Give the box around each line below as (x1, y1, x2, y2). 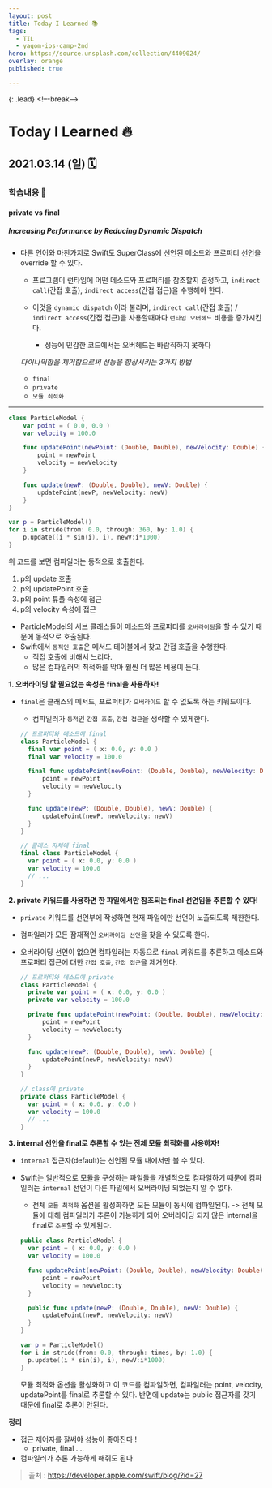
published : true (8, 65, 63, 73)
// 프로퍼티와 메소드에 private (19, 973, 115, 982)
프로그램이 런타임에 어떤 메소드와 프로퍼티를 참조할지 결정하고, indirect (32, 275, 261, 285)
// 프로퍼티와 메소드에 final (19, 729, 107, 738)
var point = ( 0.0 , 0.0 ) (23, 421, 111, 430)
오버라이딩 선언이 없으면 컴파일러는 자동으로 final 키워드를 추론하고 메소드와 (19, 947, 264, 957)
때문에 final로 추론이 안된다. (19, 1400, 108, 1409)
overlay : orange (8, 58, 63, 66)
